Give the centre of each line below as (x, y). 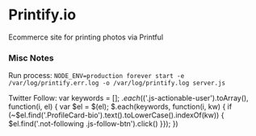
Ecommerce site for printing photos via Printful (86, 37)
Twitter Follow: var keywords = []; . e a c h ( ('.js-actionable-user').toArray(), (128, 98)
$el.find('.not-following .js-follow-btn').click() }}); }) (94, 124)
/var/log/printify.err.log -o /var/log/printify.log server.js (117, 83)
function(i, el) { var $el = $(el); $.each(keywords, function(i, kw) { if (120, 107)
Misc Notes (31, 58)
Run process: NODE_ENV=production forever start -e (97, 76)
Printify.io (42, 15)
